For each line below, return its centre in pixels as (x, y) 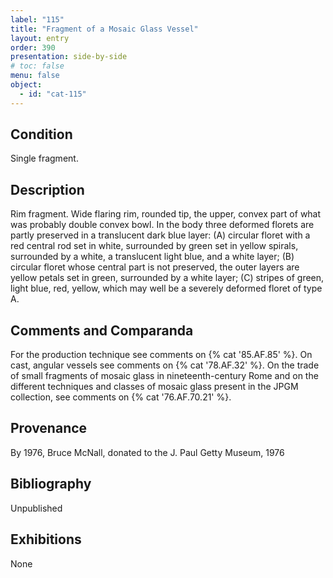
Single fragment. (44, 158)
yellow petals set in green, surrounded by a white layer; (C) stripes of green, (167, 278)
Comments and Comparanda (102, 330)
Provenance (49, 428)
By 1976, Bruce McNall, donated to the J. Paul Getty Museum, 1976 (147, 452)
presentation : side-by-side (69, 57)
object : (26, 85)
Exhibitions (46, 539)
